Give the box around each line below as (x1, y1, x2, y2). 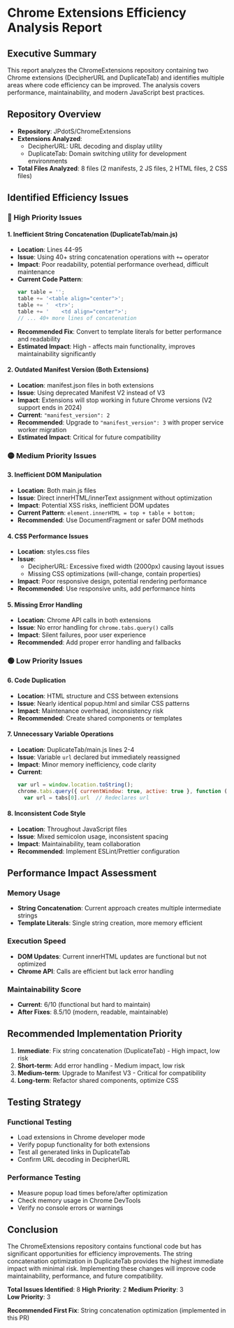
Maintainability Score (7, 984, 82, 994)
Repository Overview (7, 108, 101, 120)
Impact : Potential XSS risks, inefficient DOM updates (17, 501, 170, 510)
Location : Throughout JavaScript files (17, 825, 127, 833)
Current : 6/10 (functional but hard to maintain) (17, 1000, 151, 1008)
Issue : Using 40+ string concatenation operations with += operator (17, 253, 210, 261)
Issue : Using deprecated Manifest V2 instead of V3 (17, 388, 166, 397)
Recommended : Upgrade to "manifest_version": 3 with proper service (17, 418, 224, 427)
